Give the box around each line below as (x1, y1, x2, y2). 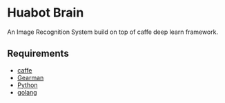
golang (17, 88, 37, 96)
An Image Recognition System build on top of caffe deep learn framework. (7, 28, 219, 36)
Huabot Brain (7, 5, 84, 21)
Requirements (7, 48, 69, 59)
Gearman (17, 73, 44, 82)
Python (17, 81, 38, 89)
